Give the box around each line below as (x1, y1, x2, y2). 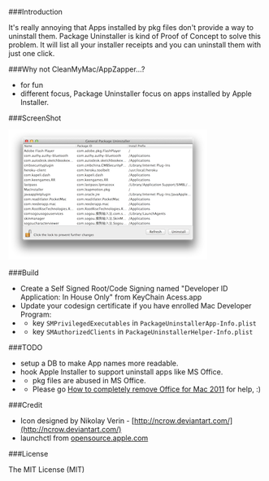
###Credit (8, 400, 43, 409)
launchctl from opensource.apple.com (20, 433, 149, 443)
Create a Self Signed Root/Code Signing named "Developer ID (20, 284, 228, 293)
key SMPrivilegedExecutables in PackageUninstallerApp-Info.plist (32, 318, 257, 328)
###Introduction (8, 7, 63, 16)
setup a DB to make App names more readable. (20, 358, 179, 368)
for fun (20, 81, 43, 90)
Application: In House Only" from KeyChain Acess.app (20, 292, 202, 302)
